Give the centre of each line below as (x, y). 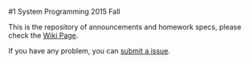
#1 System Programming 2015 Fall (64, 12)
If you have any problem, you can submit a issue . (90, 51)
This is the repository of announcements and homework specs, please (125, 27)
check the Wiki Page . (43, 35)
